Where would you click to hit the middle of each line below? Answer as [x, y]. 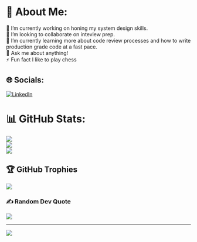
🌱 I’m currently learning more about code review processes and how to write [98, 40]
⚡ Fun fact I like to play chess [42, 59]
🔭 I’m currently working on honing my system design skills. [77, 28]
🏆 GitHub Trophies [42, 170]
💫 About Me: [37, 12]
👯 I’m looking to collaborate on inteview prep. [61, 34]
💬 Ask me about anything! [37, 53]
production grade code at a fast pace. [52, 47]
